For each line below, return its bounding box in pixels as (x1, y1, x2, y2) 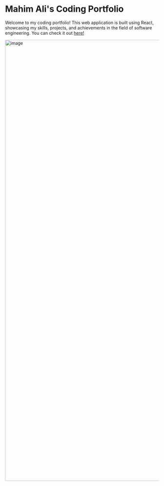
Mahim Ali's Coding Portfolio (5, 3, 124, 15)
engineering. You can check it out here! (5, 30, 84, 36)
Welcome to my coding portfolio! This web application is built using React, (5, 20, 154, 25)
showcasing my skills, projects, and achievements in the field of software (5, 24, 152, 30)
